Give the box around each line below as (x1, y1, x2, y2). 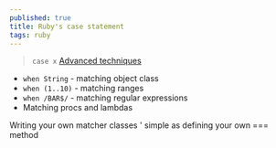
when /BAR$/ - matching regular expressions (22, 92, 188, 103)
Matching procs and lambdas (22, 102, 133, 113)
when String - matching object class (22, 73, 159, 84)
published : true (9, 13, 71, 23)
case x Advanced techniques (31, 56, 142, 67)
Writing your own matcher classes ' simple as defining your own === (9, 120, 270, 131)
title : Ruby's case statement (9, 22, 125, 31)
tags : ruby (9, 30, 51, 39)
